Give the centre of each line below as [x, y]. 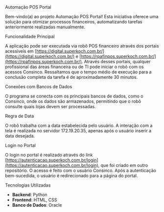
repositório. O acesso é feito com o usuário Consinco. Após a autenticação [81, 170]
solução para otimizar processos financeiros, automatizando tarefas [74, 22]
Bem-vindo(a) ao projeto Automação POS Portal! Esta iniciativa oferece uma [82, 16]
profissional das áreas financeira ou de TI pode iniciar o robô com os [74, 67]
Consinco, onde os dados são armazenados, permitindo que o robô [73, 101]
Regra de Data [20, 116]
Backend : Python [30, 195]
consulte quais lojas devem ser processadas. [51, 106]
